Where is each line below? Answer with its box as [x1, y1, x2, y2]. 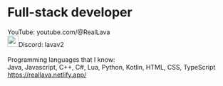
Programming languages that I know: [7, 55, 115, 64]
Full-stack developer [7, 4, 133, 21]
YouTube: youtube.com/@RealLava [7, 28, 110, 36]
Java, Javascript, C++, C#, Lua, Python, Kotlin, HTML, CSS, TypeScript [7, 63, 216, 71]
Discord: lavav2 [19, 40, 64, 48]
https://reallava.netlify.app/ [7, 70, 87, 79]
